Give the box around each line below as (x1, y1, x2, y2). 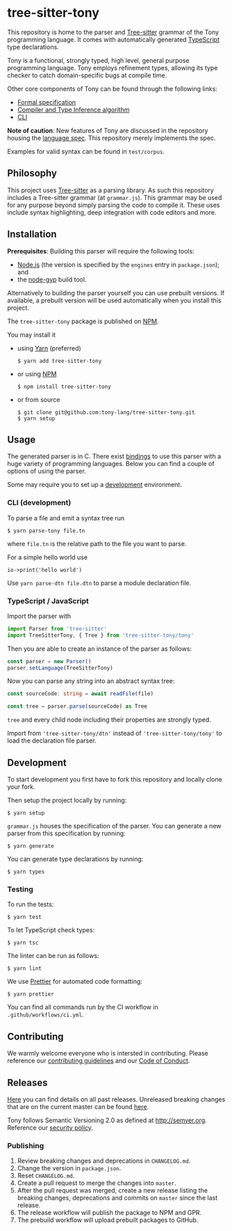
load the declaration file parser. (7, 736, 97, 745)
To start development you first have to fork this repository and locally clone (7, 775, 222, 784)
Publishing (7, 1140, 44, 1150)
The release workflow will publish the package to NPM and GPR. (17, 1209, 202, 1217)
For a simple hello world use (7, 552, 88, 562)
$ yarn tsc (7, 939, 39, 947)
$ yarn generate (7, 843, 54, 850)
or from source (17, 395, 60, 403)
